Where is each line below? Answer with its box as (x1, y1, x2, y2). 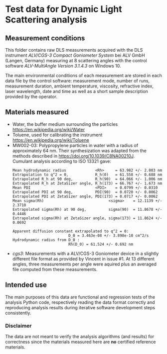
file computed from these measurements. (12, 266, 98, 272)
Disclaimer (5, 322, 32, 329)
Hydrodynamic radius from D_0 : (12, 237, 80, 242)
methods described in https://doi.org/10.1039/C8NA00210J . (12, 153, 135, 159)
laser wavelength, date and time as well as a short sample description (5, 88, 149, 94)
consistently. (5, 310, 31, 316)
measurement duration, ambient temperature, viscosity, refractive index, (5, 83, 154, 89)
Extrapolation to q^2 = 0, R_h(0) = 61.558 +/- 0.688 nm (12, 172, 163, 177)
